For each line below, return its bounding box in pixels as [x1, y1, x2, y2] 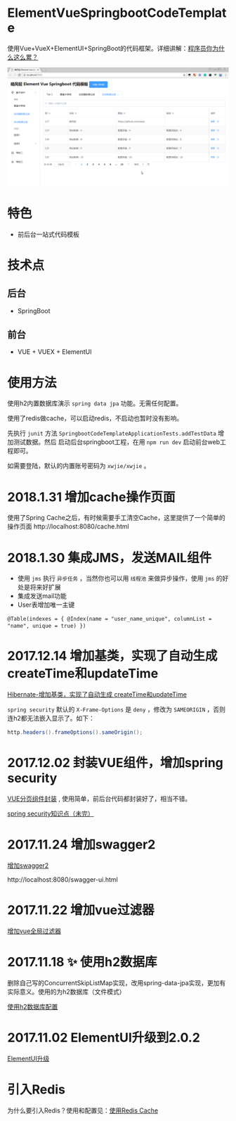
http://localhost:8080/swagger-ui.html [7, 875, 118, 884]
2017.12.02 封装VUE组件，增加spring [7, 755, 223, 771]
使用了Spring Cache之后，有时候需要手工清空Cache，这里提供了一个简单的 [7, 514, 226, 522]
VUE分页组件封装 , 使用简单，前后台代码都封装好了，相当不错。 [7, 794, 192, 803]
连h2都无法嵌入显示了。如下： [7, 714, 95, 723]
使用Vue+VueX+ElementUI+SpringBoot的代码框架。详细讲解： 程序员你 [7, 44, 213, 52]
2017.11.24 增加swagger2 [7, 837, 156, 853]
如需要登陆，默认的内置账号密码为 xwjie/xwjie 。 [7, 462, 150, 470]
